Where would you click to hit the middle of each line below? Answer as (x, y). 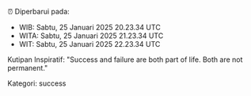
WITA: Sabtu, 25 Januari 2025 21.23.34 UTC (91, 36)
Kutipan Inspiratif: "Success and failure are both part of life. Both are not (125, 60)
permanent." (28, 68)
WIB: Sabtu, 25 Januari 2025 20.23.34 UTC (90, 27)
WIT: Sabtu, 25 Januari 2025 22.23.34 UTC (89, 44)
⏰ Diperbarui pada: (39, 12)
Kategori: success (37, 83)
